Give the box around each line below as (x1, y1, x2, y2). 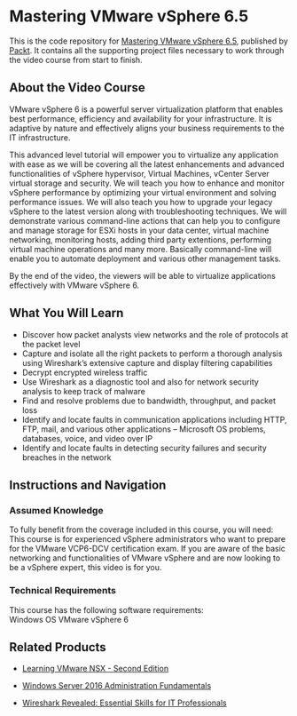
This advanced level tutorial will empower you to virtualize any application (9, 149, 279, 160)
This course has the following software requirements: (9, 604, 204, 615)
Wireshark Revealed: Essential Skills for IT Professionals (21, 697, 228, 708)
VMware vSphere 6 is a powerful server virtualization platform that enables (9, 104, 284, 115)
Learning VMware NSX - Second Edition (21, 664, 169, 674)
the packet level (21, 338, 81, 349)
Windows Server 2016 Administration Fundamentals (21, 680, 212, 691)
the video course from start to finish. (9, 54, 144, 65)
